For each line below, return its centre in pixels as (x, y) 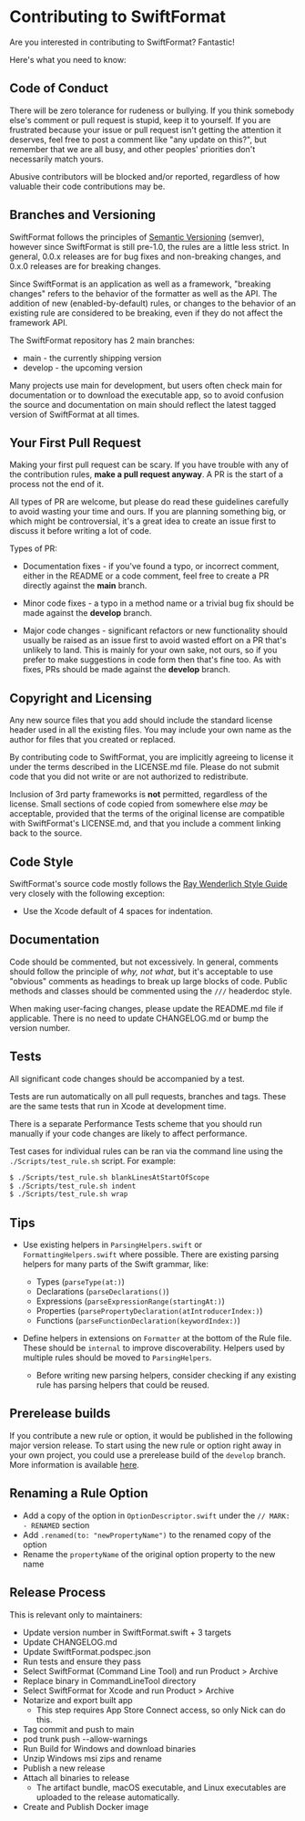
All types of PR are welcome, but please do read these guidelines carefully (149, 502)
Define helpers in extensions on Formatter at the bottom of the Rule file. (157, 1338)
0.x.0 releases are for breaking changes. (85, 265)
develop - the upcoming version (82, 368)
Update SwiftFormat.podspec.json (87, 1651)
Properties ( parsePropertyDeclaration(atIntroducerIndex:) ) (149, 1311)
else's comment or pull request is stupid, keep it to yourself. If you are (140, 120)
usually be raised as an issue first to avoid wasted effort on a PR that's (154, 640)
